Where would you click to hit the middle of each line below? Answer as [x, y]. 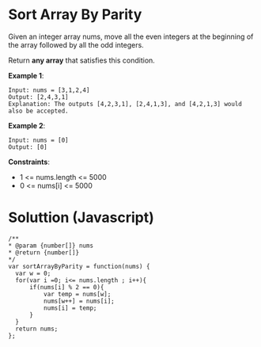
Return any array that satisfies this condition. [82, 60]
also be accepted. [38, 111]
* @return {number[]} [44, 252]
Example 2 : [27, 125]
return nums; [37, 329]
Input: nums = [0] [38, 140]
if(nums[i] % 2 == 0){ [66, 287]
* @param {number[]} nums [51, 246]
